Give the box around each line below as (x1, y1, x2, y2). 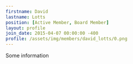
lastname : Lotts (5, 14, 46, 20)
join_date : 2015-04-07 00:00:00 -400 (5, 31, 99, 36)
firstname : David (5, 8, 48, 15)
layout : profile (5, 25, 46, 31)
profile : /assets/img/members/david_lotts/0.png (5, 36, 128, 42)
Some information (5, 52, 49, 59)
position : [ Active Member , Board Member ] (5, 19, 109, 25)
